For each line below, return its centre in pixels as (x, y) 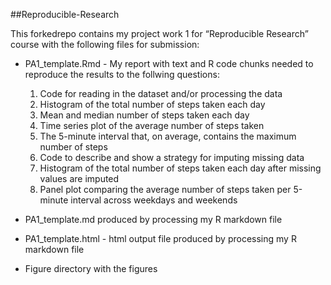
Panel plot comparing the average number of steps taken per (165, 189)
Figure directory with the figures (91, 268)
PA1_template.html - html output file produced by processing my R (160, 238)
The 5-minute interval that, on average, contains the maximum (168, 136)
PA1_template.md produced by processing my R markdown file (153, 219)
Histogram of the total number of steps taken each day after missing (180, 168)
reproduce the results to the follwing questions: (122, 74)
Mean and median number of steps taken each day (144, 115)
